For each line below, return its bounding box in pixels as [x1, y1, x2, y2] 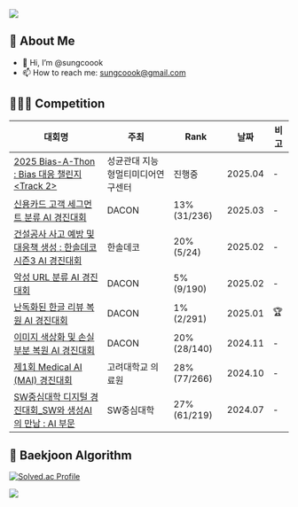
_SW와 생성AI [38, 403, 93, 416]
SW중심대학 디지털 [13, 390, 89, 402]
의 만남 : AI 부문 [13, 417, 75, 429]
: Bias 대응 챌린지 [13, 168, 82, 180]
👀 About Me [9, 34, 75, 49]
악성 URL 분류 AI [13, 270, 80, 283]
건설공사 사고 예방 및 [13, 228, 95, 240]
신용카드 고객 [13, 198, 66, 210]
